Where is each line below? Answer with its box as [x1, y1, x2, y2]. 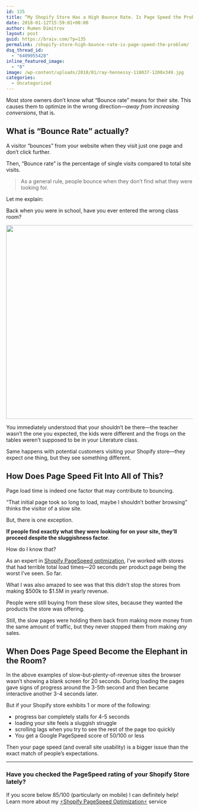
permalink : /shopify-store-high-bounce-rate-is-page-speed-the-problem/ [6, 42, 190, 48]
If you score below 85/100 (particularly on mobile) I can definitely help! [6, 791, 179, 798]
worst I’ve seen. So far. [6, 570, 62, 577]
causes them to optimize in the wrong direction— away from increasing [6, 103, 179, 110]
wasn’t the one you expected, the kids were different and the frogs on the [6, 430, 186, 437]
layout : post [6, 31, 38, 37]
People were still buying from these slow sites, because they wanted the [6, 599, 183, 606]
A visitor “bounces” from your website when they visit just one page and [6, 142, 183, 149]
